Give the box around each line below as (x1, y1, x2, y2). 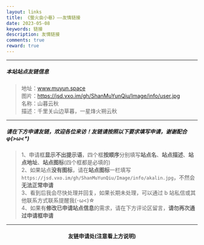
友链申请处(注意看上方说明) (67, 232, 137, 240)
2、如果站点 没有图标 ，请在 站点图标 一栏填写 (21, 166, 132, 173)
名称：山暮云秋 (21, 100, 59, 107)
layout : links (6, 9, 42, 15)
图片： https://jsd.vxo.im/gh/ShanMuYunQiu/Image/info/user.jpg (21, 92, 180, 99)
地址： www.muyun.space (21, 85, 86, 92)
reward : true (6, 43, 39, 49)
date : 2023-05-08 (6, 20, 50, 26)
